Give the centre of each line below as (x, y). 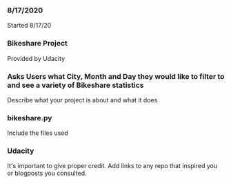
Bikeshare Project (37, 44)
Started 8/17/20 (29, 26)
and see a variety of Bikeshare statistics (76, 85)
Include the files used (38, 133)
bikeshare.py (30, 118)
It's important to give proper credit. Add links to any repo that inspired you (112, 166)
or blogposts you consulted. (47, 173)
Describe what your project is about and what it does (82, 100)
